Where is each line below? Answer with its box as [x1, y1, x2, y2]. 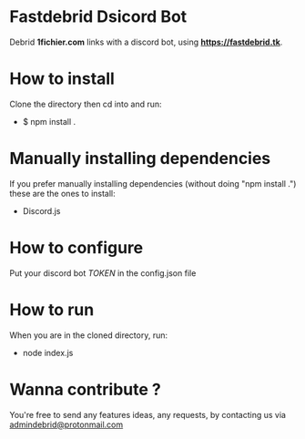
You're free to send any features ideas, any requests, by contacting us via [9, 409, 287, 420]
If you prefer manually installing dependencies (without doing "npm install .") [9, 178, 297, 189]
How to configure [9, 238, 144, 258]
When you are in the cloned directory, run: [9, 330, 168, 341]
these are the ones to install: [9, 188, 116, 199]
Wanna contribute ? [9, 379, 161, 400]
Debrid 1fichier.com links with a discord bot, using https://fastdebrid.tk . [9, 36, 283, 47]
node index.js [22, 347, 74, 358]
